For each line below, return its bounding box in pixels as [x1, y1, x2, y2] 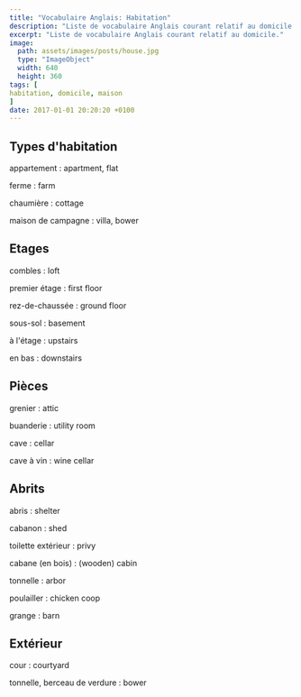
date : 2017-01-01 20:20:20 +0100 [9, 105, 135, 115]
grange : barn [9, 610, 60, 620]
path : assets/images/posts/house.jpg [17, 47, 160, 56]
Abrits [9, 481, 45, 497]
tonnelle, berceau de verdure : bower [9, 677, 147, 688]
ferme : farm [9, 180, 56, 191]
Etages [9, 241, 50, 257]
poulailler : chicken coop [9, 592, 101, 603]
